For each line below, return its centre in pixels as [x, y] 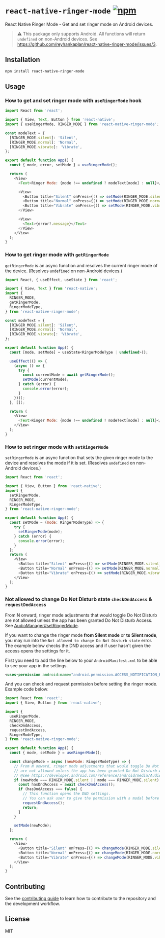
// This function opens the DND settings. [67, 794]
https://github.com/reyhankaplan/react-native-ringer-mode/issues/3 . [87, 44]
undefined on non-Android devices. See [57, 39]
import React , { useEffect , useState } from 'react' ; [61, 280]
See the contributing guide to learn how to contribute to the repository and [81, 899]
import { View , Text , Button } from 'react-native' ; [60, 120]
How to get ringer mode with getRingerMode [57, 255]
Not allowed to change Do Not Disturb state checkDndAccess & [79, 599]
